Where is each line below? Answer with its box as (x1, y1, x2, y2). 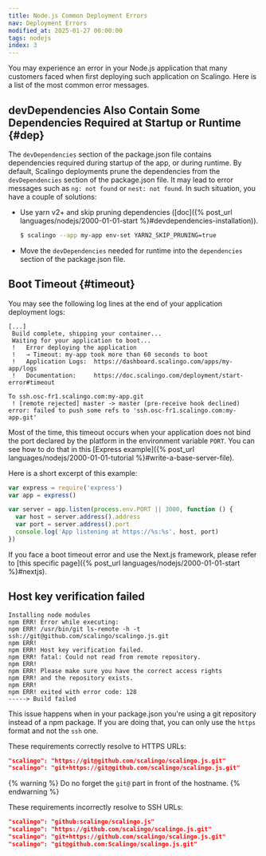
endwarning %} (8, 787, 60, 797)
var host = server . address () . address (15, 513, 141, 521)
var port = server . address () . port (15, 521, 130, 529)
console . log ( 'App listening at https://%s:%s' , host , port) (15, 528, 219, 536)
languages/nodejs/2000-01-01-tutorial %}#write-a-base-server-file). (8, 453, 235, 462)
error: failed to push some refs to (8, 406, 130, 414)
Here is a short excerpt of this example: (8, 468, 138, 478)
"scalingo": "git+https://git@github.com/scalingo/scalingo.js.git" (8, 764, 241, 772)
